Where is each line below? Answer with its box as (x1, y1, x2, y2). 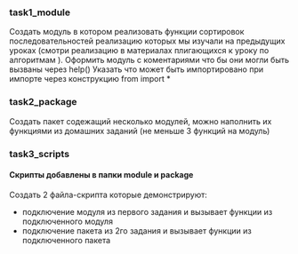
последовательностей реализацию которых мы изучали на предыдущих (9, 36, 286, 46)
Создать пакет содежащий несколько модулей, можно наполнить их (9, 115, 272, 126)
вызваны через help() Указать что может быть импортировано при (9, 64, 264, 75)
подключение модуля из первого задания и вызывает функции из (21, 206, 273, 217)
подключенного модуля (21, 216, 114, 226)
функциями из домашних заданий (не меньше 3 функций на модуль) (9, 125, 270, 136)
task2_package (9, 96, 77, 108)
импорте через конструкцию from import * (9, 74, 171, 84)
